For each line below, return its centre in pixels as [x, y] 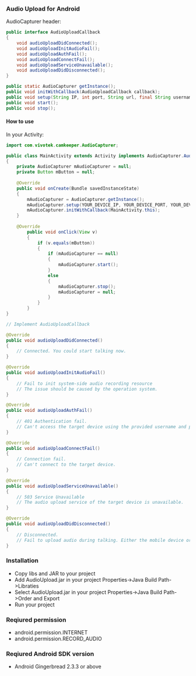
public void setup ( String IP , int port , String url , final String [88, 97]
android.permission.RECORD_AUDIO [58, 639]
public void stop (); [31, 108]
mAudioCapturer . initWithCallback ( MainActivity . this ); [94, 210]
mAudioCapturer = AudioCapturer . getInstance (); [86, 199]
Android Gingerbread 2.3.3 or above [58, 667]
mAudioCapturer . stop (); [87, 286]
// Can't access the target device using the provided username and [101, 426]
